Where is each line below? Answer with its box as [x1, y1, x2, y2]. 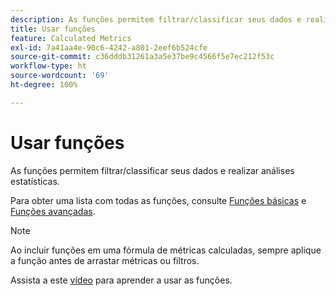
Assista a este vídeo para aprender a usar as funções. [10, 274, 233, 286]
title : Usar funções [10, 24, 97, 34]
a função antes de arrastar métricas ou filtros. [10, 254, 200, 266]
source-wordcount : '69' [10, 71, 110, 81]
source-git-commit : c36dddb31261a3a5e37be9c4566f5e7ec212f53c [10, 52, 275, 62]
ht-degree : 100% [10, 80, 78, 90]
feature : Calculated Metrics [10, 33, 132, 43]
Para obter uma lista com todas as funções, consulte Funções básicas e [10, 194, 307, 206]
